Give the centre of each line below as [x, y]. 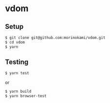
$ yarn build [18, 92]
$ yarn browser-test [26, 96]
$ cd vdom [15, 42]
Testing [17, 62]
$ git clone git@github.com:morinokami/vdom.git [55, 38]
